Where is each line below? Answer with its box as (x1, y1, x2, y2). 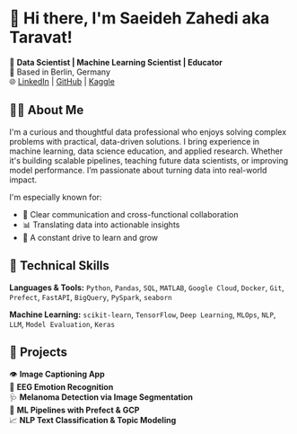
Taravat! (9, 27, 74, 48)
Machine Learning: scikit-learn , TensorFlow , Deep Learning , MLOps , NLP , (9, 309, 276, 320)
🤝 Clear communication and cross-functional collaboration (22, 208, 239, 219)
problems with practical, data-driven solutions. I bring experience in (9, 136, 260, 146)
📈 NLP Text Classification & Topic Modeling (9, 415, 177, 426)
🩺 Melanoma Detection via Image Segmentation (9, 392, 194, 403)
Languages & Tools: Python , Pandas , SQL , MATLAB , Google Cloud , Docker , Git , (9, 282, 284, 293)
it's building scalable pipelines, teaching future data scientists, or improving (9, 155, 289, 165)
